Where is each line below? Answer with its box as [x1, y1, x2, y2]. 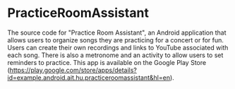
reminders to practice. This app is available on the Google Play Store [7, 58, 207, 66]
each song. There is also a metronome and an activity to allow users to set [7, 51, 224, 59]
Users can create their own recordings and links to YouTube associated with [7, 43, 229, 52]
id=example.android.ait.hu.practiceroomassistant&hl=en [7, 73, 171, 82]
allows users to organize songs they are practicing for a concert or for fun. [7, 35, 224, 44]
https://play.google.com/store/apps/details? [9, 66, 138, 74]
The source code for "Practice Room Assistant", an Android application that [7, 28, 227, 37]
